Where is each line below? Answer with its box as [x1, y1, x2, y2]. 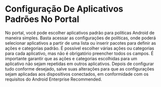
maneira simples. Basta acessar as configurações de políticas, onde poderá [5, 35, 156, 41]
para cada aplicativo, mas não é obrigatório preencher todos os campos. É [5, 50, 154, 56]
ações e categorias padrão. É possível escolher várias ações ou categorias [5, 45, 155, 51]
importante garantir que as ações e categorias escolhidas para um [5, 55, 137, 61]
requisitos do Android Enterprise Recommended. [5, 76, 102, 82]
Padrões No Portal [5, 14, 79, 25]
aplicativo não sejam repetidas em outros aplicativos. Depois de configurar [5, 61, 154, 67]
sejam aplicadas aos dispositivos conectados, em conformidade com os [5, 71, 149, 77]
